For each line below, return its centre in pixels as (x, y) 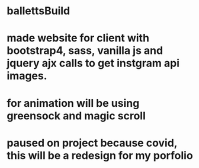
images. (27, 76)
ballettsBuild (38, 11)
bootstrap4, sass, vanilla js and (85, 51)
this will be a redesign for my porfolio (100, 155)
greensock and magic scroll (76, 115)
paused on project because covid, (92, 143)
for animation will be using (73, 103)
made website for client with (78, 38)
